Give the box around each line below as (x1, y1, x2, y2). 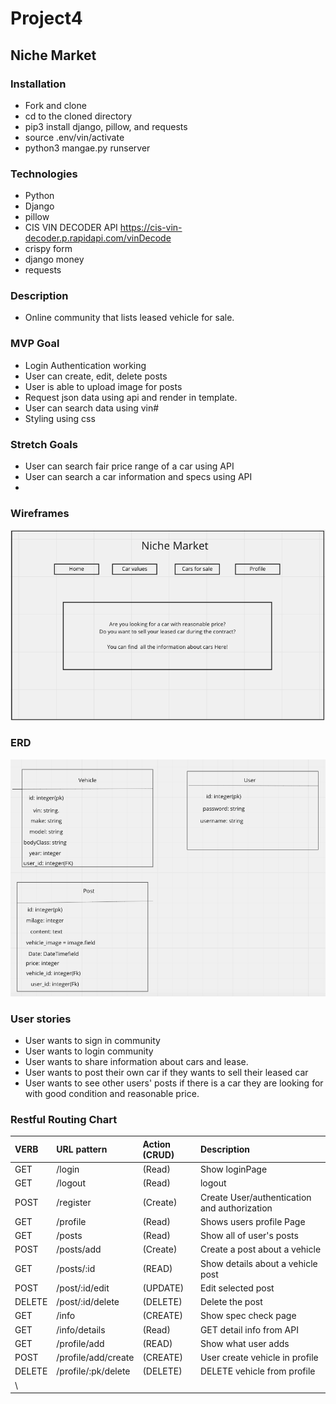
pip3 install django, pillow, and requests (24, 120, 188, 132)
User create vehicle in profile (199, 1352, 319, 1364)
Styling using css (24, 412, 96, 424)
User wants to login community (24, 1045, 154, 1057)
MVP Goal (10, 337, 60, 351)
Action (142, 1138, 171, 1150)
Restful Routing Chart (10, 1113, 118, 1127)
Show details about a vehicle (199, 1257, 318, 1269)
